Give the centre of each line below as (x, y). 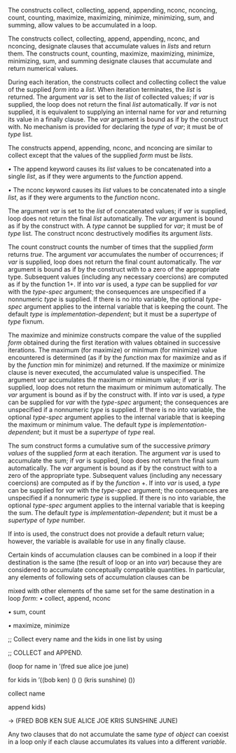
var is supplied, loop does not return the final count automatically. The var (115, 262)
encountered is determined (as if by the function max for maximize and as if (117, 358)
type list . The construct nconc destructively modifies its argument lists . (110, 233)
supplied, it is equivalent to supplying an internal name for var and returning (117, 112)
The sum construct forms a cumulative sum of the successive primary (109, 446)
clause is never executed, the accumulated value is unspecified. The (107, 372)
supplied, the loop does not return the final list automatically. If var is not (112, 104)
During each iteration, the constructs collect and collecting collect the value (117, 82)
